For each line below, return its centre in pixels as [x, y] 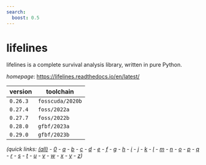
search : [16, 12]
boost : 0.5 [26, 18]
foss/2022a [54, 110]
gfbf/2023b [54, 135]
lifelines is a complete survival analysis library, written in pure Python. [94, 65]
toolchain [60, 92]
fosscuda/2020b [60, 101]
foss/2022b [54, 118]
